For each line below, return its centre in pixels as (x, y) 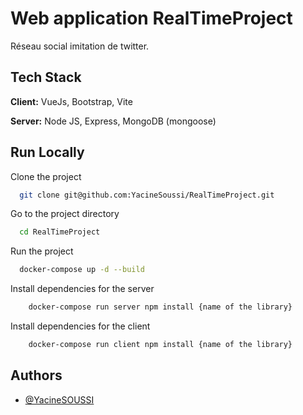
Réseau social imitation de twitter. (80, 46)
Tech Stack (46, 77)
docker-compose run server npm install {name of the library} (160, 307)
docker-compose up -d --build (82, 270)
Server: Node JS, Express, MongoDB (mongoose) (113, 121)
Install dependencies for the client (80, 326)
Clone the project (46, 176)
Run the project (42, 251)
